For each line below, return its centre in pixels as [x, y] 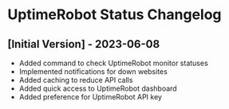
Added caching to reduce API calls [76, 80]
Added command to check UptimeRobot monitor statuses [113, 63]
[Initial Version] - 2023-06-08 [84, 44]
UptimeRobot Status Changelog [114, 15]
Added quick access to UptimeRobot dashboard [98, 88]
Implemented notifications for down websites [93, 72]
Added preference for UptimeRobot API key [91, 97]
